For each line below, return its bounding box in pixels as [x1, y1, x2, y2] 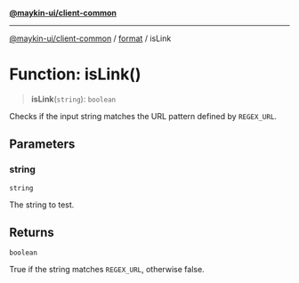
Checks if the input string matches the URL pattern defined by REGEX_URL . [9, 110, 278, 121]
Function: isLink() [9, 64, 141, 85]
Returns [9, 225, 55, 240]
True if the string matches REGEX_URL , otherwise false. [9, 264, 205, 275]
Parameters [9, 137, 76, 152]
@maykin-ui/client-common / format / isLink [9, 33, 172, 44]
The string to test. [9, 199, 75, 210]
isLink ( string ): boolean [30, 93, 117, 104]
